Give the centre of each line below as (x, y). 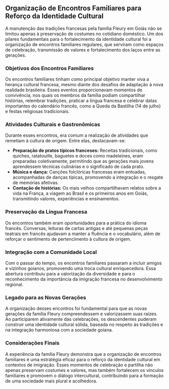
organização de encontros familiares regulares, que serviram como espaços (84, 44)
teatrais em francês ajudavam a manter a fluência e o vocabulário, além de (83, 234)
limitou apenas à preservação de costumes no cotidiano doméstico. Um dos (84, 34)
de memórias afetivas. (36, 183)
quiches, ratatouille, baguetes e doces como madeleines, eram (78, 156)
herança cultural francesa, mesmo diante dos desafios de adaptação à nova (84, 85)
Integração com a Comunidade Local (51, 252)
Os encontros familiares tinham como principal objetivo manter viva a (77, 79)
